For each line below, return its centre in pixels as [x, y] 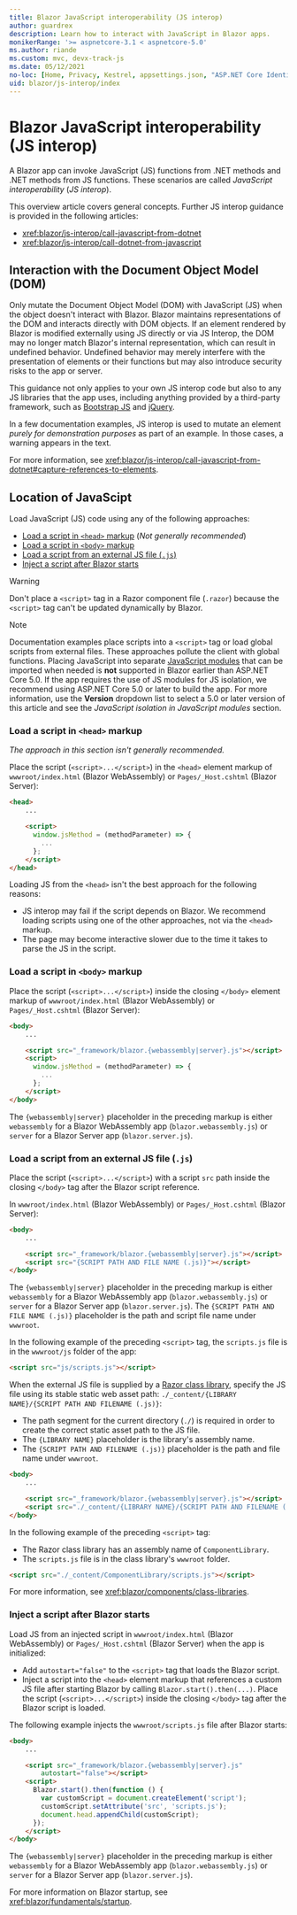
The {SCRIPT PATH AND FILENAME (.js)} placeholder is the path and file [151, 1449]
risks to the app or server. [56, 371]
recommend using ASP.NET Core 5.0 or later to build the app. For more [138, 689]
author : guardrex [41, 26]
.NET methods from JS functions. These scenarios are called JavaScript [141, 180]
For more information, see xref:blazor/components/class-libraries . [129, 1592]
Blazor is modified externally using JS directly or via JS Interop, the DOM [142, 334]
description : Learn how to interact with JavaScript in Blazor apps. [140, 34]
